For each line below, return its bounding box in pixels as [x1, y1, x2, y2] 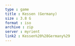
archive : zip [5, 25, 34, 30]
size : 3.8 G [5, 16, 31, 21]
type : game [5, 7, 29, 12]
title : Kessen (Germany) [5, 11, 57, 16]
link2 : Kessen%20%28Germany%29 [5, 34, 70, 39]
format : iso [5, 20, 31, 25]
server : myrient [5, 29, 40, 34]
